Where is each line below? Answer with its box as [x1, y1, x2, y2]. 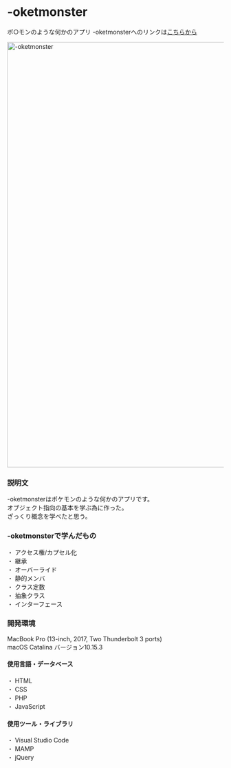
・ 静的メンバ [7, 574, 45, 582]
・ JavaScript [7, 703, 46, 711]
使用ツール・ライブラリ [7, 719, 74, 727]
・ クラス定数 [7, 583, 45, 591]
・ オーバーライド [7, 565, 57, 574]
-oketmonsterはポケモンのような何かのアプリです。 [7, 495, 153, 504]
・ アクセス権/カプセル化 [7, 548, 78, 557]
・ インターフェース [7, 600, 63, 608]
